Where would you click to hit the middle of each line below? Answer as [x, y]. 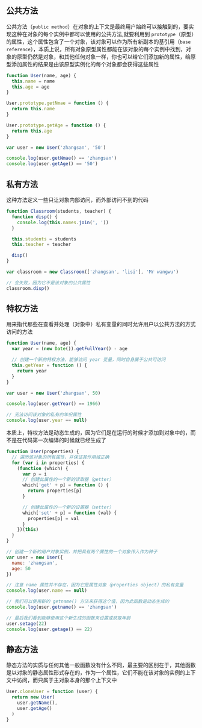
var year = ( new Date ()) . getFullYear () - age [70, 349]
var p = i [34, 474]
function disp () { [35, 217]
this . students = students [44, 239]
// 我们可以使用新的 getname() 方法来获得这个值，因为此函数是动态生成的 [88, 601]
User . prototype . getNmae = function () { [58, 103]
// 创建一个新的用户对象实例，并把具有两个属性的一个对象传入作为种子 [82, 552]
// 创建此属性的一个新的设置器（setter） [68, 507]
